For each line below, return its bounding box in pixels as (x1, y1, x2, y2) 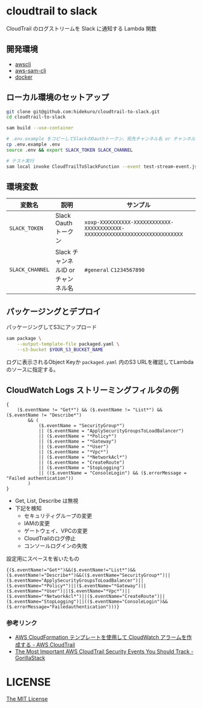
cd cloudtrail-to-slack (6, 114, 66, 120)
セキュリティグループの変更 (23, 512, 92, 519)
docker (14, 73, 33, 81)
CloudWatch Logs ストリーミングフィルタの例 (6, 385, 179, 395)
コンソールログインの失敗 (23, 542, 88, 549)
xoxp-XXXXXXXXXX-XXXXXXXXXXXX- (84, 219, 174, 226)
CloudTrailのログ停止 (23, 534, 76, 542)
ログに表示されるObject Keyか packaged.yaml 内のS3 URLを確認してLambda (6, 358, 194, 365)
